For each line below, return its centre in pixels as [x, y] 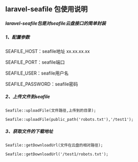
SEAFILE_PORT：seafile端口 [35, 62]
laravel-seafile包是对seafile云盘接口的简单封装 [56, 23]
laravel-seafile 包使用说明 [47, 9]
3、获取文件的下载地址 [29, 131]
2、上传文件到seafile [28, 97]
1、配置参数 [18, 37]
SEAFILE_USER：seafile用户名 [37, 73]
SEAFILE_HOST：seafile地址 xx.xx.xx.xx [48, 51]
